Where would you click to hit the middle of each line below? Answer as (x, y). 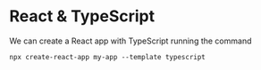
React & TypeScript (82, 16)
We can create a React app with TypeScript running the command (130, 41)
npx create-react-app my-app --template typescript (107, 57)
